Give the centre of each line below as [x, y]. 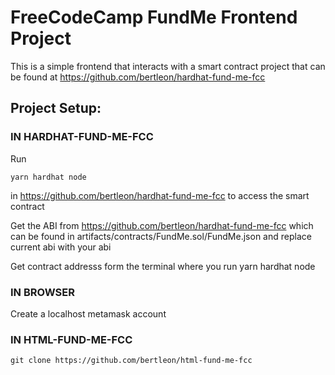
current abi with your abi [61, 247]
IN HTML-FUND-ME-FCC [71, 339]
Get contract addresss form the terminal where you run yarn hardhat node [163, 266]
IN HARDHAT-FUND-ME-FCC [82, 137]
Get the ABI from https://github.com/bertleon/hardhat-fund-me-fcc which [162, 225]
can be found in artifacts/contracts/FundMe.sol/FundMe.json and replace [161, 236]
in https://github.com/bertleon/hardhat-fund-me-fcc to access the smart [160, 195]
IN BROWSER [42, 292]
